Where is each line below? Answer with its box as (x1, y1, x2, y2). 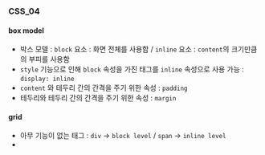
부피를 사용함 (28, 55, 70, 64)
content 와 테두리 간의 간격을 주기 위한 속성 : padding (19, 83, 188, 93)
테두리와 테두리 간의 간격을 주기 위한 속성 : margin (19, 93, 177, 103)
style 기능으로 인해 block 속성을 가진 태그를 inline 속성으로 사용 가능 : (19, 64, 245, 74)
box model (8, 26, 44, 35)
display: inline (19, 75, 75, 84)
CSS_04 (8, 6, 40, 17)
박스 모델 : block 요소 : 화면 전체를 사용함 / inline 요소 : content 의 (19, 44, 230, 54)
